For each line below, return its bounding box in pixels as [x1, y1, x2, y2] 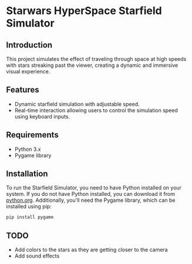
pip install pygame [6, 214, 54, 221]
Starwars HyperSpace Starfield [6, 4, 163, 18]
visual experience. [6, 68, 50, 75]
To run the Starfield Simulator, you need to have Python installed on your [6, 184, 182, 191]
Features [6, 85, 39, 95]
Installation [6, 169, 48, 179]
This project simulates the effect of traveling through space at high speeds [6, 56, 187, 62]
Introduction [6, 40, 53, 50]
